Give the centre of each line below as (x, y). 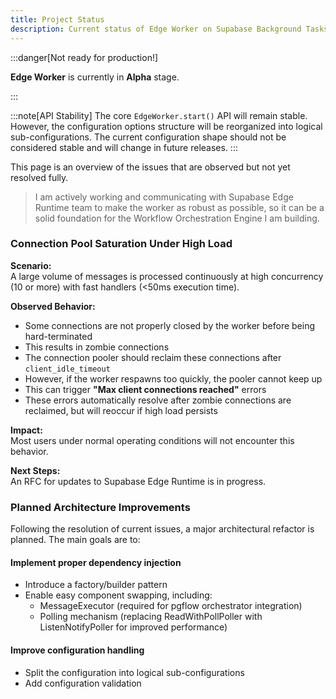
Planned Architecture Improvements (100, 507)
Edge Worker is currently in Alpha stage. (95, 77)
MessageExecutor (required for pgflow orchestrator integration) (171, 606)
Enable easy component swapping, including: (118, 595)
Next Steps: (35, 470)
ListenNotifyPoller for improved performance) (133, 627)
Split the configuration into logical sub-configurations (134, 672)
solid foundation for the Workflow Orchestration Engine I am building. (177, 218)
